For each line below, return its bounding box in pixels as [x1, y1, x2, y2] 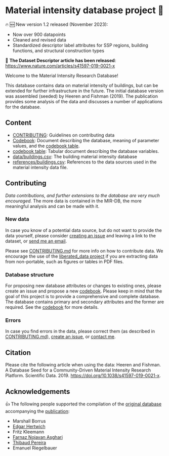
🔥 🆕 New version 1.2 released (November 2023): [5, 21, 108, 27]
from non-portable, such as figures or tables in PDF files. [5, 258, 124, 265]
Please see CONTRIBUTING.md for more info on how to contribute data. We [5, 247, 163, 254]
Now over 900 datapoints [12, 31, 66, 37]
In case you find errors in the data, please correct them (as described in [5, 328, 155, 335]
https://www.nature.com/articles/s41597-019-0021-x [5, 63, 115, 69]
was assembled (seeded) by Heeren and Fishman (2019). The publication [5, 93, 158, 99]
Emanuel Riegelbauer [12, 445, 57, 451]
